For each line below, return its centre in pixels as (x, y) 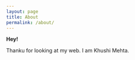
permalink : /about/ (30, 22)
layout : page (22, 11)
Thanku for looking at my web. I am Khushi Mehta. (68, 51)
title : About (22, 17)
